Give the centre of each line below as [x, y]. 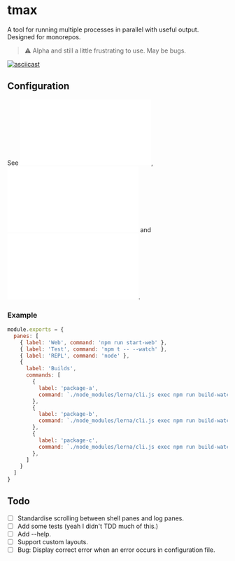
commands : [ [43, 375]
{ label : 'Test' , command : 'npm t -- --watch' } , [94, 349]
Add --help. [34, 534]
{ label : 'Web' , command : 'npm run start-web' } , [94, 342]
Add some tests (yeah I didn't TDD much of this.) [88, 526]
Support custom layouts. [53, 542]
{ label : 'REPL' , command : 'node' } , [75, 356]
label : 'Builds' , [51, 369]
